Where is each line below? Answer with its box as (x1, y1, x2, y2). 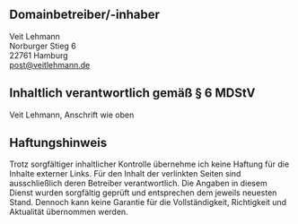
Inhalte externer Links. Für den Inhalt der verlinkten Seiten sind (9, 168, 241, 179)
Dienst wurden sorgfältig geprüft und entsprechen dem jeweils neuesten (9, 187, 277, 198)
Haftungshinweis (9, 135, 108, 151)
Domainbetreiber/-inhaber (9, 7, 160, 22)
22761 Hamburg (9, 49, 69, 61)
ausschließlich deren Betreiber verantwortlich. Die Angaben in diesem (9, 178, 267, 189)
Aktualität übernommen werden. (9, 206, 128, 218)
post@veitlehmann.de (9, 59, 91, 70)
